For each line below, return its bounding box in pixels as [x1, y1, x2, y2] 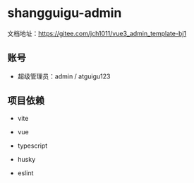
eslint [17, 168, 34, 177]
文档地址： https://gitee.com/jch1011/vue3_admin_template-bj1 [7, 29, 187, 37]
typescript [17, 141, 48, 150]
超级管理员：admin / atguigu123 [17, 72, 111, 81]
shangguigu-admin [7, 5, 122, 21]
